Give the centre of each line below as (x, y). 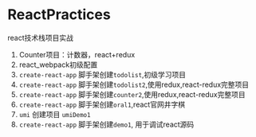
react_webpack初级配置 (58, 65)
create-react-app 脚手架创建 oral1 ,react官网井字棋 (102, 104)
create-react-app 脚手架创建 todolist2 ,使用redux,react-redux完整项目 (134, 84)
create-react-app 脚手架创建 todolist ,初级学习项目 (102, 74)
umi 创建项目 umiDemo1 (55, 114)
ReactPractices (59, 15)
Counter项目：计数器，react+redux (77, 54)
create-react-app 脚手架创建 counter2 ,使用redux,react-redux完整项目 (132, 94)
